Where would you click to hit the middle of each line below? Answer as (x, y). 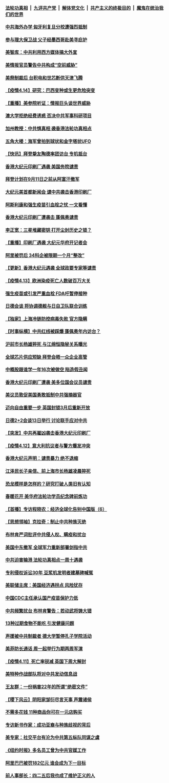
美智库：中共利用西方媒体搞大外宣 (41, 52)
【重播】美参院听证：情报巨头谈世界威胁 (48, 103)
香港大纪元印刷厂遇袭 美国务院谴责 (42, 166)
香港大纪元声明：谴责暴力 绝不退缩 (42, 458)
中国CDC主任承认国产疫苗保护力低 (42, 598)
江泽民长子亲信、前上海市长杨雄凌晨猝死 (48, 471)
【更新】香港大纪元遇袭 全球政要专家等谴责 (51, 268)
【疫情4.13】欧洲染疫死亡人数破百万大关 (48, 281)
